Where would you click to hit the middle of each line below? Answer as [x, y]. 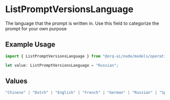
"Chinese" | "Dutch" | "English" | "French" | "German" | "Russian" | [81, 93]
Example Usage [30, 45]
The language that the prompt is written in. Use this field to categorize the [82, 23]
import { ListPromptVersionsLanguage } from [53, 56]
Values [16, 81]
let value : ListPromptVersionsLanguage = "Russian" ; [62, 65]
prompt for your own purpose [36, 28]
